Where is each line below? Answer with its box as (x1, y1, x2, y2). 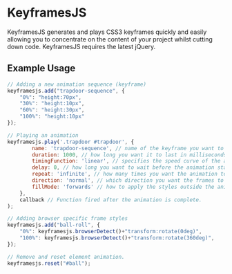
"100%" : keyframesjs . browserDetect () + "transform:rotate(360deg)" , (19, 235, 215, 241)
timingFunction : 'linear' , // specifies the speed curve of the (32, 158, 221, 165)
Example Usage (7, 62, 76, 74)
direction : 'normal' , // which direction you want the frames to (32, 177, 224, 184)
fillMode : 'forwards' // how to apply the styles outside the (32, 183, 215, 190)
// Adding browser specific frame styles (7, 215, 128, 222)
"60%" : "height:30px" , (19, 107, 85, 113)
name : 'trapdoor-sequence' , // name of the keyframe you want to (32, 145, 224, 152)
